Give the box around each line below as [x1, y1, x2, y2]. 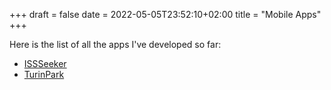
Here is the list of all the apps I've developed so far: [9, 39, 222, 50]
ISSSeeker [23, 58, 67, 69]
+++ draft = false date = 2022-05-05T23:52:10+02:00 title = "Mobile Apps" [9, 9, 322, 20]
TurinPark [23, 69, 65, 80]
